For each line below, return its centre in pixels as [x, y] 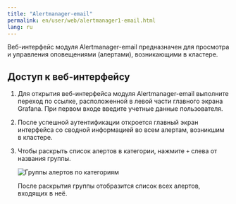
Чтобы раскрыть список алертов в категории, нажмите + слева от [117, 151]
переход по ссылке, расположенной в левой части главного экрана [120, 101]
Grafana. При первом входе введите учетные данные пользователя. [120, 109]
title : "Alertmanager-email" [50, 14]
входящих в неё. [42, 193]
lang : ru [20, 27]
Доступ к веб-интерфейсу [69, 77]
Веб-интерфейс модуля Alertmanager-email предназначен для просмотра [118, 47]
